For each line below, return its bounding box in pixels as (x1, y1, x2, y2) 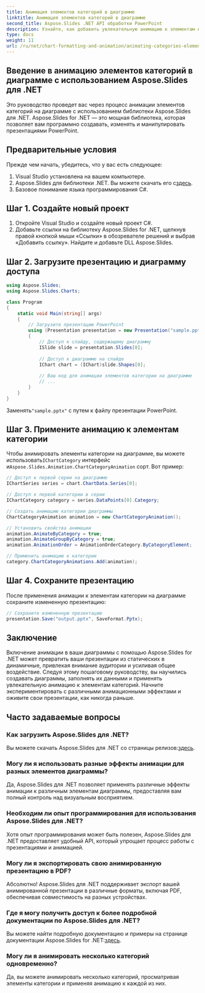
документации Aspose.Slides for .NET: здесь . (6, 937, 122, 944)
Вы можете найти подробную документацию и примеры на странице (6, 930, 188, 937)
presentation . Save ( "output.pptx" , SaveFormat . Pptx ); (6, 616, 143, 622)
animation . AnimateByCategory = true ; (6, 531, 103, 537)
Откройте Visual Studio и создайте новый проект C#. (15, 219, 153, 227)
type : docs (6, 32, 34, 38)
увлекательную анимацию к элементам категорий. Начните (6, 682, 164, 689)
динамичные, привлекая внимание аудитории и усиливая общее (6, 662, 176, 669)
